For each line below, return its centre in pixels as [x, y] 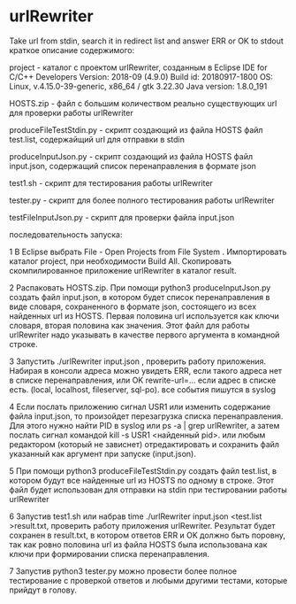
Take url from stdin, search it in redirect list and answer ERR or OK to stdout [147, 41]
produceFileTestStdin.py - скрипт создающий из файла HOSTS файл [136, 129]
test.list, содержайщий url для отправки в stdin [97, 139]
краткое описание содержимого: [72, 50]
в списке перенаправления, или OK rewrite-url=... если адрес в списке [143, 380]
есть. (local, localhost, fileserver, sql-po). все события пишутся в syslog [143, 389]
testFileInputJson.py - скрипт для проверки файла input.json [122, 217]
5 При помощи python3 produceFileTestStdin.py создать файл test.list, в [143, 470]
